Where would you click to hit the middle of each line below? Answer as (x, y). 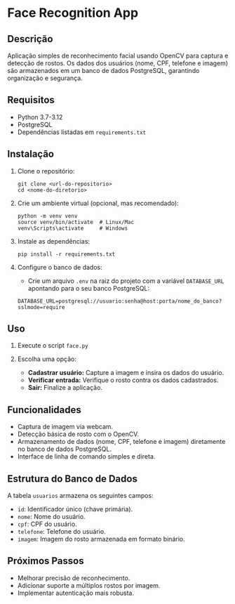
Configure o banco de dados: (60, 267)
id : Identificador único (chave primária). (75, 509)
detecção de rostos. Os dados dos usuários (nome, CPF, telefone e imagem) (118, 63)
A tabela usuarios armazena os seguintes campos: (80, 496)
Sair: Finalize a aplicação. (65, 388)
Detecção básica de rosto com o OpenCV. (78, 434)
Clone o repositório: (46, 171)
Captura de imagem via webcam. (65, 427)
